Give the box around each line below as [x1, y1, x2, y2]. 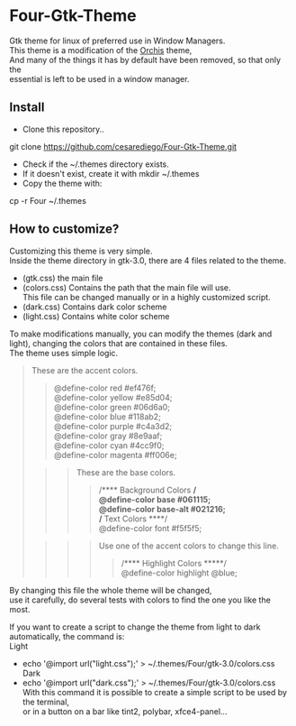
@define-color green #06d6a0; [53, 401, 171, 412]
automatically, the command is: [9, 630, 125, 641]
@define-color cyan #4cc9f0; [53, 439, 165, 451]
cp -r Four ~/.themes [9, 195, 87, 206]
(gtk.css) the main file [22, 272, 103, 283]
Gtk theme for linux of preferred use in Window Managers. [9, 35, 226, 46]
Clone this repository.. [22, 124, 105, 134]
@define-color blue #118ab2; [53, 411, 162, 422]
